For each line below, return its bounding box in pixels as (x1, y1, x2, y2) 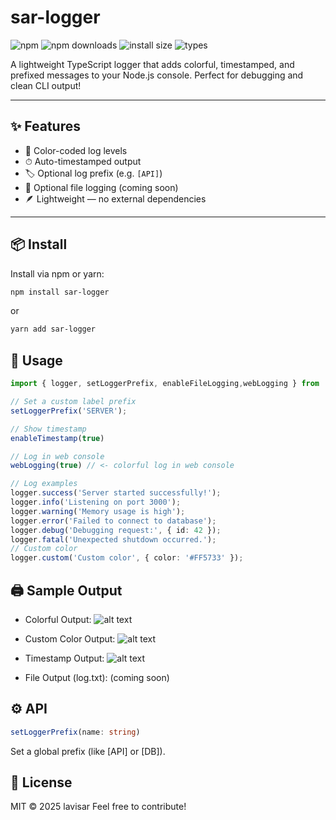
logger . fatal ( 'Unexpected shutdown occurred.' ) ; (10, 534, 217, 545)
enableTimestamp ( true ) (10, 433, 105, 443)
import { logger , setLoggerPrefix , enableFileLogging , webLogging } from (10, 379, 320, 389)
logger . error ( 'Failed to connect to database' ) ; (10, 516, 217, 526)
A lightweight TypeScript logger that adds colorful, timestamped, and (10, 58, 295, 70)
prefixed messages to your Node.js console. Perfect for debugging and (10, 69, 304, 81)
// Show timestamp (10, 424, 87, 434)
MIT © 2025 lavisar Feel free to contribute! (10, 801, 187, 813)
